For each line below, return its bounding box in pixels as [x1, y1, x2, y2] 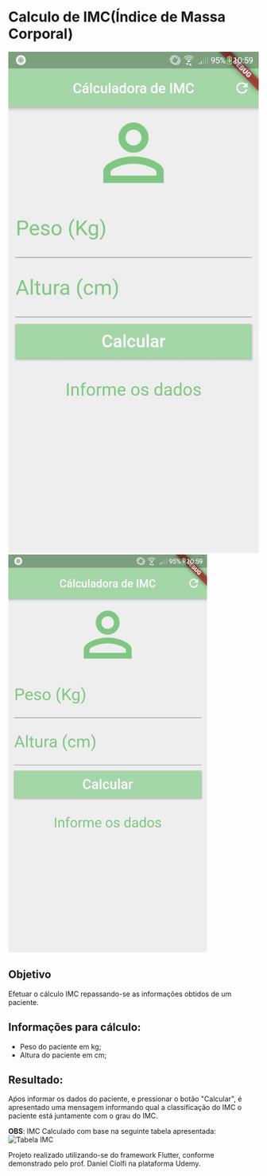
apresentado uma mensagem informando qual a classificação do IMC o [8, 1103, 242, 1112]
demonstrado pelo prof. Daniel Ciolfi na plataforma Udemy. [8, 1158, 201, 1169]
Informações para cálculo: [8, 1021, 141, 1034]
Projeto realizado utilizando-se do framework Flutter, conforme [8, 1151, 215, 1160]
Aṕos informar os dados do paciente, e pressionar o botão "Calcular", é [8, 1094, 242, 1104]
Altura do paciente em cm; [19, 1050, 107, 1060]
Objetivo [8, 968, 52, 982]
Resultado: [8, 1073, 64, 1086]
